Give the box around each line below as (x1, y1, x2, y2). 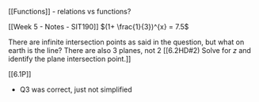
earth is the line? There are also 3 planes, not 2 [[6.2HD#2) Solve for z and (8, 46, 252, 55)
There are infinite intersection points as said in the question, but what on (8, 37, 245, 47)
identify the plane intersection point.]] (8, 55, 131, 63)
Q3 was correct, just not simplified (19, 85, 132, 94)
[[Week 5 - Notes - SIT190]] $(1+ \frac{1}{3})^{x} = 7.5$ (8, 22, 189, 31)
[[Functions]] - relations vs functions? (8, 7, 131, 16)
